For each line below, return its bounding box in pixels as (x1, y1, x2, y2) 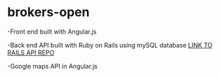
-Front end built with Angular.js (7, 27, 97, 36)
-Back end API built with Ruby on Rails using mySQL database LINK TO (7, 41, 213, 49)
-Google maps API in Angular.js (7, 62, 98, 70)
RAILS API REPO (7, 48, 55, 57)
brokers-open (7, 4, 90, 20)
